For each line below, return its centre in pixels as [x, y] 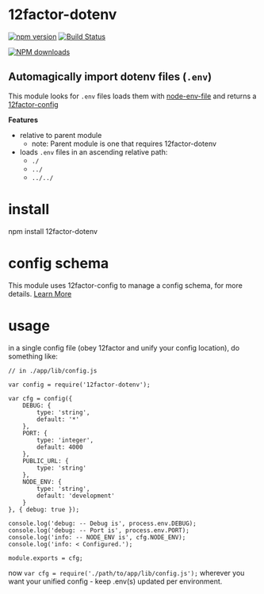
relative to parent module [61, 135]
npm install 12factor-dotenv [53, 231]
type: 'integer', [65, 440]
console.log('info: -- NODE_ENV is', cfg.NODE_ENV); [97, 537]
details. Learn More [40, 293]
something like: [33, 356]
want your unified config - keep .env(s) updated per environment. [115, 581]
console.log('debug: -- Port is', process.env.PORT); [99, 530]
